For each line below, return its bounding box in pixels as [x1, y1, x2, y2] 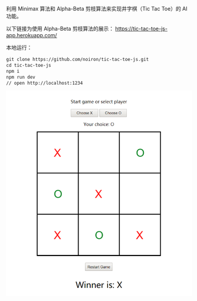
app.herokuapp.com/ [6, 32, 57, 38]
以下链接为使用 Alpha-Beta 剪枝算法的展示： [6, 25, 114, 32]
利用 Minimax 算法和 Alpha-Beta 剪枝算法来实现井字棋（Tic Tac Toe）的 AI [6, 5, 188, 12]
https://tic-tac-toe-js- [114, 25, 168, 32]
